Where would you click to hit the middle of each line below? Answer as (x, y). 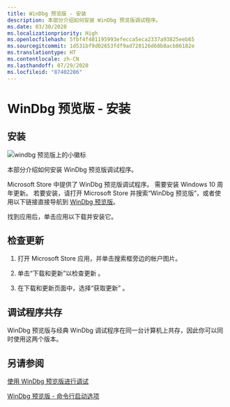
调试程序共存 (35, 312)
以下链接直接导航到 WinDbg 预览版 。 (66, 201)
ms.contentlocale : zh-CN (43, 59)
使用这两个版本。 (38, 339)
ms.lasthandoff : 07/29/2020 (48, 66)
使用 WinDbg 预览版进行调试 (48, 381)
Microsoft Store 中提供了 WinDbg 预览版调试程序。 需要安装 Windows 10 (112, 184)
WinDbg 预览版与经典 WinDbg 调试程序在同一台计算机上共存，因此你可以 (112, 330)
